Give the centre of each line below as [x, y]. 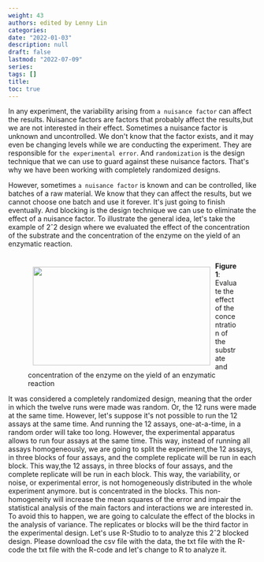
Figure [226, 266]
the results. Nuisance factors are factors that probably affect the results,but [131, 120]
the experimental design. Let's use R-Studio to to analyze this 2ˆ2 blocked [128, 533]
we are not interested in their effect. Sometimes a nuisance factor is [118, 128]
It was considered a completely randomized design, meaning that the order [130, 399]
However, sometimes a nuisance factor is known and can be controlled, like [132, 185]
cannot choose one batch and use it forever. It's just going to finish [117, 202]
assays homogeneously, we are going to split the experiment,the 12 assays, [131, 449]
